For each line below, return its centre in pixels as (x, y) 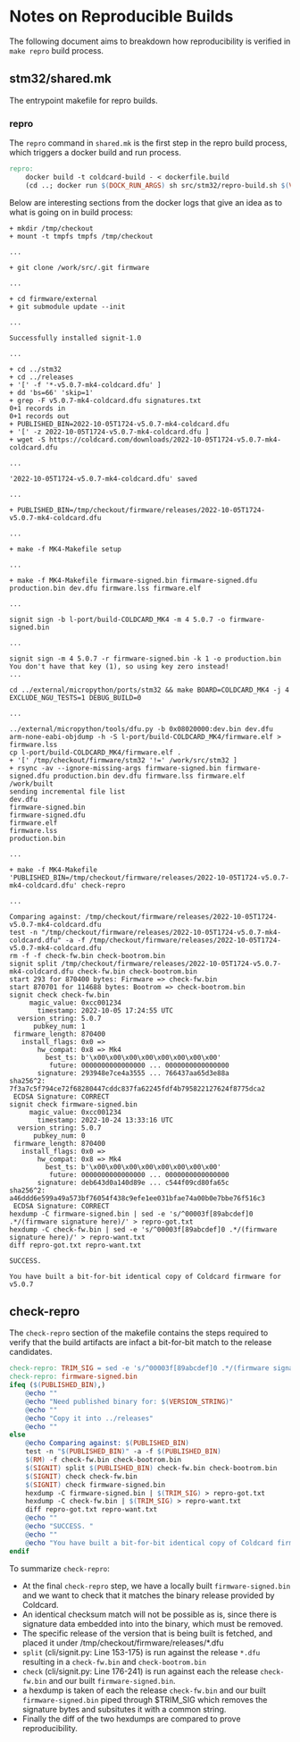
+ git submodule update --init (67, 307)
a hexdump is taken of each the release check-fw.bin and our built (144, 1690)
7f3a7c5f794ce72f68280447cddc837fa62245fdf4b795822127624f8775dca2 (137, 1089)
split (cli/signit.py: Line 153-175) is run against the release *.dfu (141, 1652)
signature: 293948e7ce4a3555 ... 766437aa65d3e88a (133, 1073)
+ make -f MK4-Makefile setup (66, 549)
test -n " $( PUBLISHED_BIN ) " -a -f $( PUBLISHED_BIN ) (123, 1452)
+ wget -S (28, 440)
